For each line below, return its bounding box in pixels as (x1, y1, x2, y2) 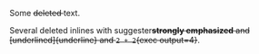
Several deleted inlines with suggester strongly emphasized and (9, 25, 250, 35)
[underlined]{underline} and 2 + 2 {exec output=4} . (9, 35, 201, 45)
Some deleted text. (9, 8, 80, 18)
